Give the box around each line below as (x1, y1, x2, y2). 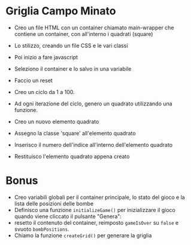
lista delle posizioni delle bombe (14, 199, 94, 207)
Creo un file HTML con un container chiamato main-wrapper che (14, 24, 174, 31)
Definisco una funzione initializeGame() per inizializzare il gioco (14, 206, 176, 213)
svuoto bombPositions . (14, 225, 69, 232)
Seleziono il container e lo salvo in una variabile (14, 65, 132, 72)
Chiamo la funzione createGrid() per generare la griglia (14, 232, 152, 239)
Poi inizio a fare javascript (14, 53, 78, 61)
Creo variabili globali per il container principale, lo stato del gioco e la (14, 193, 185, 201)
